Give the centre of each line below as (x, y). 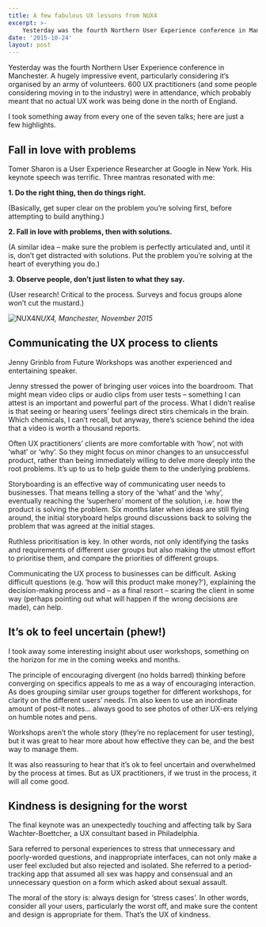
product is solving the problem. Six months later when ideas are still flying (129, 509)
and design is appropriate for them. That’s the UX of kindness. (110, 914)
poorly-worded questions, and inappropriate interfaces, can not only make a (133, 857)
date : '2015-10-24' (40, 38)
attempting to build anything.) (56, 216)
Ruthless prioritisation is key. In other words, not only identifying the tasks (129, 541)
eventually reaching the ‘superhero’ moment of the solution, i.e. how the (125, 500)
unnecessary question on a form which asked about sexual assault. (118, 883)
